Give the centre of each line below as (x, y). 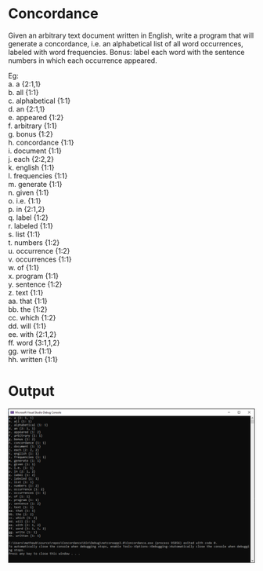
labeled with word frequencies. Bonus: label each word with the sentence (126, 52)
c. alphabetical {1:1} (40, 101)
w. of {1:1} (24, 267)
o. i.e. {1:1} (25, 200)
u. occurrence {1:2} (39, 251)
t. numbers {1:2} (34, 242)
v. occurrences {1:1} (40, 259)
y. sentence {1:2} (35, 284)
